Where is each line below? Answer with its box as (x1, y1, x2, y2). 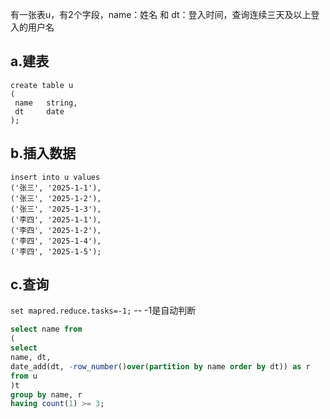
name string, (14, 98, 78, 108)
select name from (10, 324, 83, 335)
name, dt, (10, 353, 52, 363)
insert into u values (10, 172, 101, 182)
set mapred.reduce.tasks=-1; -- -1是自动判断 (10, 304, 197, 317)
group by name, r (10, 389, 83, 400)
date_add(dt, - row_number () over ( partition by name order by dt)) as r (10, 361, 311, 372)
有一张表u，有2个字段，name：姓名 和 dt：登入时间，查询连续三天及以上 (10, 9, 312, 20)
